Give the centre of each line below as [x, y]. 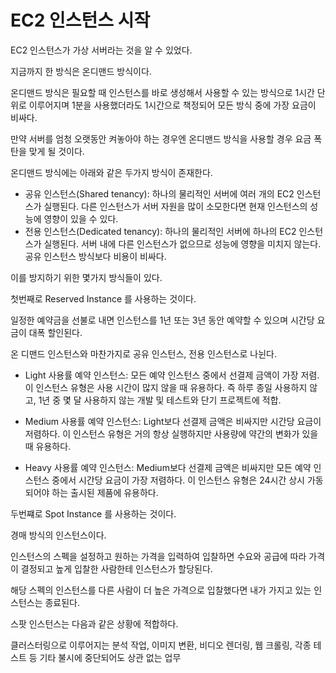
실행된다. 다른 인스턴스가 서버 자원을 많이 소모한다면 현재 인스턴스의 [175, 206]
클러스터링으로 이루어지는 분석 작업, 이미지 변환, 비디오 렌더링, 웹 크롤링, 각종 [161, 645]
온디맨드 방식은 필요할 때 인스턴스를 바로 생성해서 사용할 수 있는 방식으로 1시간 [162, 92]
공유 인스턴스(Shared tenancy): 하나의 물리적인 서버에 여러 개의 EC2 [159, 193]
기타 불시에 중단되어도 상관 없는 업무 [110, 657]
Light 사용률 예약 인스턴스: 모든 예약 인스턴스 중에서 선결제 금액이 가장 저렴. [172, 375]
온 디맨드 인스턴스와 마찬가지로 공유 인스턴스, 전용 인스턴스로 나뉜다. [143, 353]
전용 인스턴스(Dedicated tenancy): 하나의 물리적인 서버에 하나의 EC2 [160, 231]
